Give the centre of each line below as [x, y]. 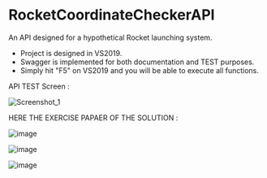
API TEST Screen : [39, 86]
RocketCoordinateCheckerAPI [112, 15]
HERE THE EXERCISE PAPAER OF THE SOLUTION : [93, 117]
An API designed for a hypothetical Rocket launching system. [110, 37]
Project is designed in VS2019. [71, 53]
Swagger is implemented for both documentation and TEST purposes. [137, 62]
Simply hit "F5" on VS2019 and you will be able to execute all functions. [140, 70]
